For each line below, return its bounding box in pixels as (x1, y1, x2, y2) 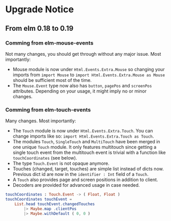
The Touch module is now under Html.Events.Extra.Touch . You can (12, 128, 153, 134)
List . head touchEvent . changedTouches (14, 201, 95, 207)
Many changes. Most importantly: (5, 118, 76, 124)
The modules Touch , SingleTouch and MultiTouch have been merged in (12, 139, 160, 145)
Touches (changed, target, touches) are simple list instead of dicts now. (12, 166, 164, 172)
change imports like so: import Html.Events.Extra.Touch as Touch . (12, 133, 155, 139)
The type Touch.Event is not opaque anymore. (12, 160, 110, 167)
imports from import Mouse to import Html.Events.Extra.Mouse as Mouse (12, 72, 165, 78)
